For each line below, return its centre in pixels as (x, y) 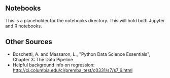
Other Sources (29, 42)
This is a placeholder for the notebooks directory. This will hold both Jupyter (85, 20)
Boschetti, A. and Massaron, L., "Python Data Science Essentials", (81, 54)
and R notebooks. (24, 26)
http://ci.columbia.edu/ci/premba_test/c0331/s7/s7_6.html (73, 70)
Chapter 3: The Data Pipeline (43, 59)
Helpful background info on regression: (54, 65)
